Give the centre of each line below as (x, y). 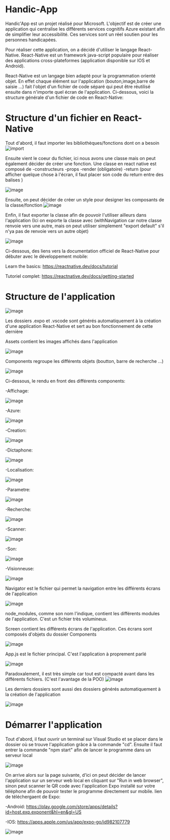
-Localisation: (20, 469)
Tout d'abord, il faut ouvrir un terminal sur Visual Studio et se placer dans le (84, 739)
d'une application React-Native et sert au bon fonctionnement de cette (79, 326)
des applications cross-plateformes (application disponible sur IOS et (78, 60)
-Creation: (16, 430)
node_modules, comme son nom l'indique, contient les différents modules (82, 613)
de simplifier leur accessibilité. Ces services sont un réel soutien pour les (82, 34)
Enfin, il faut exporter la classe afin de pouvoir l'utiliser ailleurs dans (76, 215)
